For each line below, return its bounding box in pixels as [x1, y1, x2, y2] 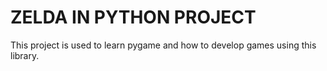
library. [10, 49, 40, 61]
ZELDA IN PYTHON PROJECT [10, 6, 257, 29]
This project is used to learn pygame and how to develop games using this [10, 39, 317, 51]
